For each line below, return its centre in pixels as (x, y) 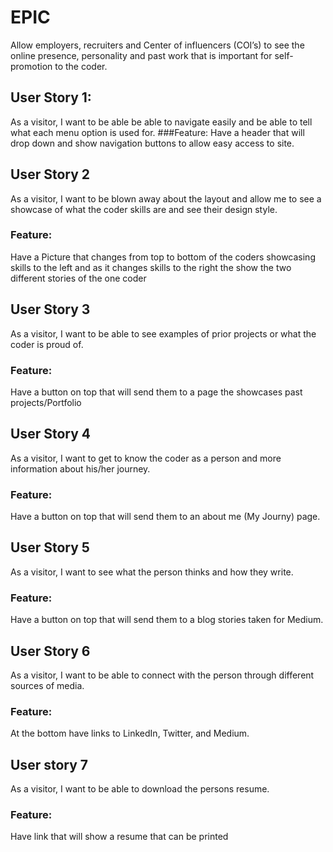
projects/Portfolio (46, 402)
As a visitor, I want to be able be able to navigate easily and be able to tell (161, 122)
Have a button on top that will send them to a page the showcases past (156, 392)
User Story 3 (50, 309)
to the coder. (81, 66)
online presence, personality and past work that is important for (141, 55)
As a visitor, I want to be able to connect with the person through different (162, 675)
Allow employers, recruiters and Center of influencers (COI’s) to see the (157, 45)
